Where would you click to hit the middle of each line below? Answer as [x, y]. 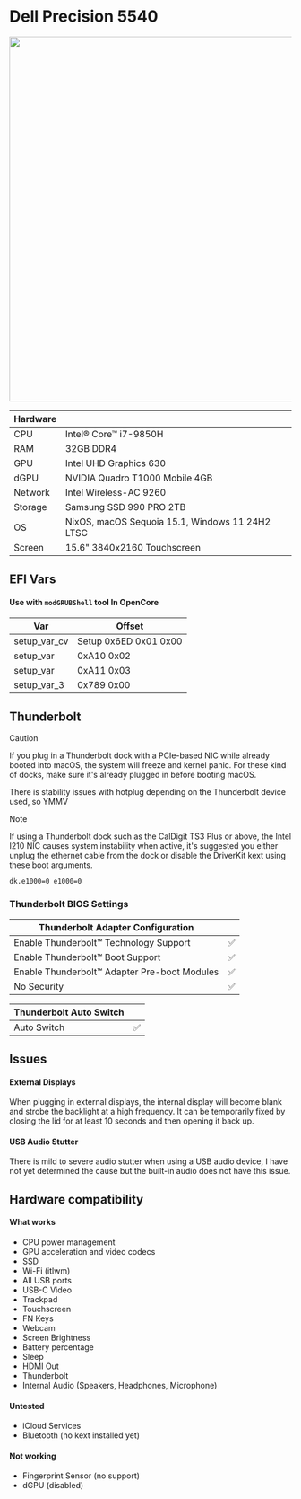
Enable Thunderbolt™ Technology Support [102, 942]
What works [32, 1222]
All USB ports [47, 1281]
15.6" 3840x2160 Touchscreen [133, 547]
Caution [24, 738]
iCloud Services [52, 1426]
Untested [27, 1406]
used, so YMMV [39, 802]
